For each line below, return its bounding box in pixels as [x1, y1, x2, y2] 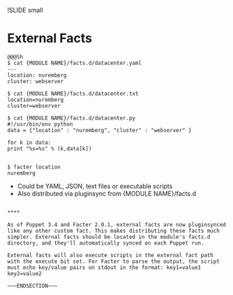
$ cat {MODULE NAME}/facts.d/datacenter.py [7, 115, 136, 122]
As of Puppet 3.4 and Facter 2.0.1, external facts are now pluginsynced [7, 221, 227, 228]
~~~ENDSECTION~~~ [7, 282, 58, 289]
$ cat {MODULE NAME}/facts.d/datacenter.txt [7, 90, 139, 97]
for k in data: [7, 139, 52, 146]
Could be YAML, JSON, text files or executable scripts [17, 182, 173, 190]
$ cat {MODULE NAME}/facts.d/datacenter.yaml [7, 59, 142, 66]
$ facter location [7, 164, 61, 171]
